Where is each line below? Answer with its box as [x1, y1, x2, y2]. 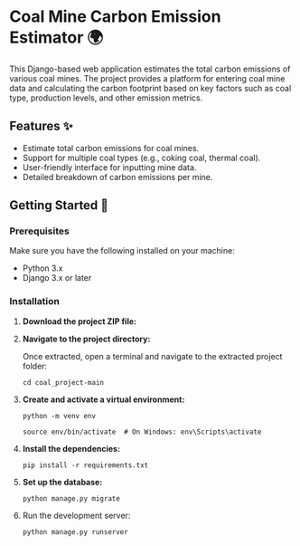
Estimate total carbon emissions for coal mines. [22, 142, 200, 153]
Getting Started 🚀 [9, 197, 109, 214]
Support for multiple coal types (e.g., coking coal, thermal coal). [22, 152, 261, 163]
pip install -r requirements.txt [22, 460, 149, 470]
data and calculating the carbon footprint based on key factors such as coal [9, 82, 292, 93]
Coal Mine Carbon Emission [9, 6, 221, 27]
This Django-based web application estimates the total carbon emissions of [9, 63, 291, 74]
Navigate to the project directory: [22, 333, 151, 344]
